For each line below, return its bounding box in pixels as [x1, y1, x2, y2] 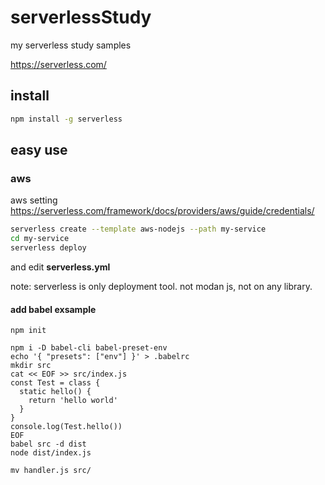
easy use [10, 142, 68, 159]
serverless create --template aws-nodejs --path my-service [10, 224, 267, 235]
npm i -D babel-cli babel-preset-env [10, 343, 168, 353]
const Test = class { [10, 378, 101, 388]
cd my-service [10, 234, 70, 244]
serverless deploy [10, 243, 87, 253]
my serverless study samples [10, 39, 132, 51]
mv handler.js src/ [10, 466, 92, 476]
